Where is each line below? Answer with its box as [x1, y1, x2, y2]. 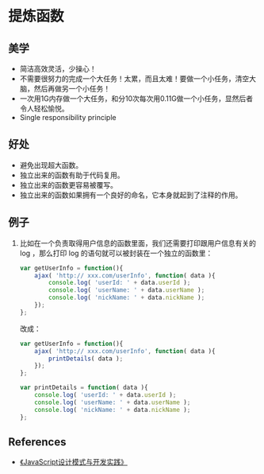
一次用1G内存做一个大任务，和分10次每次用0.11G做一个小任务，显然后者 [19, 94, 254, 103]
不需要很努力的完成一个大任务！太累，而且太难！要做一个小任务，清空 [19, 74, 250, 84]
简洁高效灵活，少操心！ [19, 64, 97, 73]
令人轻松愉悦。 [19, 104, 69, 113]
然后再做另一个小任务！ [33, 84, 111, 93]
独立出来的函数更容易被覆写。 [19, 180, 117, 189]
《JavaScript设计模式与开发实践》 [19, 457, 128, 467]
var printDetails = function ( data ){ [19, 383, 148, 392]
